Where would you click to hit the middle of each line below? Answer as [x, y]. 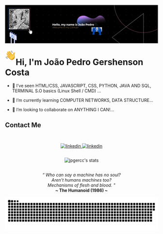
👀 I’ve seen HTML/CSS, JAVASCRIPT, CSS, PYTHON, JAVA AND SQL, [81, 86]
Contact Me [23, 125]
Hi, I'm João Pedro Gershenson [80, 62]
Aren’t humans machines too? [81, 180]
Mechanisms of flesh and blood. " [81, 185]
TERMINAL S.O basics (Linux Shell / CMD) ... [57, 91]
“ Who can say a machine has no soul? [81, 175]
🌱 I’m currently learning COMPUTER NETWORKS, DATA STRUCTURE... [83, 100]
